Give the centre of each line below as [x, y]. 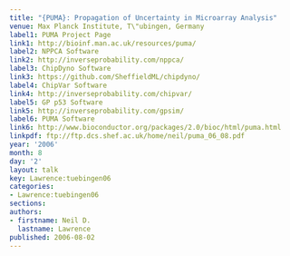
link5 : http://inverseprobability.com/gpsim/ [97, 111]
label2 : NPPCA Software [54, 52]
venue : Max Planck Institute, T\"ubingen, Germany [107, 26]
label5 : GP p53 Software [56, 102]
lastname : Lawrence [54, 229]
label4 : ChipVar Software [58, 85]
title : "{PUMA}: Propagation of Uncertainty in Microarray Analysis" [144, 18]
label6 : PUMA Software [52, 119]
